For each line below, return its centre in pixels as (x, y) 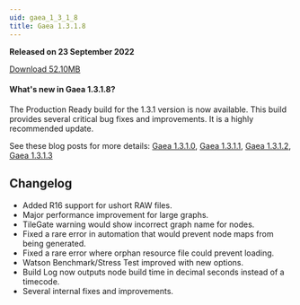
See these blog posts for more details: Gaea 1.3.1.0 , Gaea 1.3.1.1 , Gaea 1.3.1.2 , (150, 145)
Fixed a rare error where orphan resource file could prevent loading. (148, 253)
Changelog (41, 183)
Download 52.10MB (45, 69)
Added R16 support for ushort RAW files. (97, 205)
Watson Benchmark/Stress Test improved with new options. (133, 262)
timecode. (41, 281)
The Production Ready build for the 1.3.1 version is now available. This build (148, 109)
